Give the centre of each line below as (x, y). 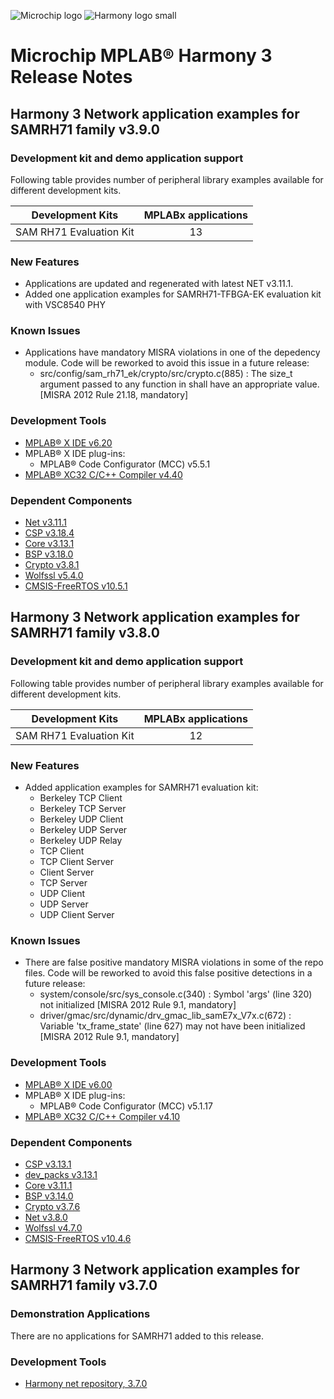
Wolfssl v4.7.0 (53, 1227)
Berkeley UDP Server (83, 830)
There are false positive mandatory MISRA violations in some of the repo (174, 962)
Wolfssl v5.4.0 (54, 576)
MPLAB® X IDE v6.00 (68, 1084)
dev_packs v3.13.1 (61, 1174)
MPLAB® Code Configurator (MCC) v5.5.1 (125, 464)
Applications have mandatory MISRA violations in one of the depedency (172, 352)
